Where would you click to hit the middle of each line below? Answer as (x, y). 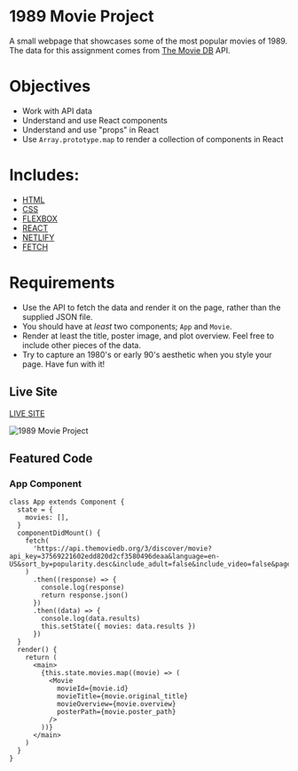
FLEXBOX (39, 219)
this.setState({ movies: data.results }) (119, 627)
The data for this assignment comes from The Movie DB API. (120, 50)
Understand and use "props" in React (90, 130)
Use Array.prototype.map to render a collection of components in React (153, 139)
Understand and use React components (95, 120)
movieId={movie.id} (92, 689)
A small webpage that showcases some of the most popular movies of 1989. (149, 41)
